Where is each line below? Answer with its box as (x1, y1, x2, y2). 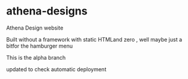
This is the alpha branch (6, 54, 66, 61)
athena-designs (6, 4, 88, 18)
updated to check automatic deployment (6, 65, 107, 73)
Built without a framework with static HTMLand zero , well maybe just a (6, 36, 183, 43)
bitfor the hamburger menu (6, 42, 73, 49)
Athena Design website (6, 24, 64, 31)
